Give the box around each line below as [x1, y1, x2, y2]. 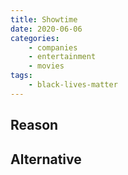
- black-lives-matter [28, 80, 118, 90]
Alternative [10, 151, 82, 168]
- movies [28, 61, 65, 71]
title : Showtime [10, 14, 78, 25]
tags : [10, 71, 33, 81]
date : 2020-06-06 [10, 24, 83, 34]
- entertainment [28, 52, 97, 62]
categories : [10, 33, 60, 43]
